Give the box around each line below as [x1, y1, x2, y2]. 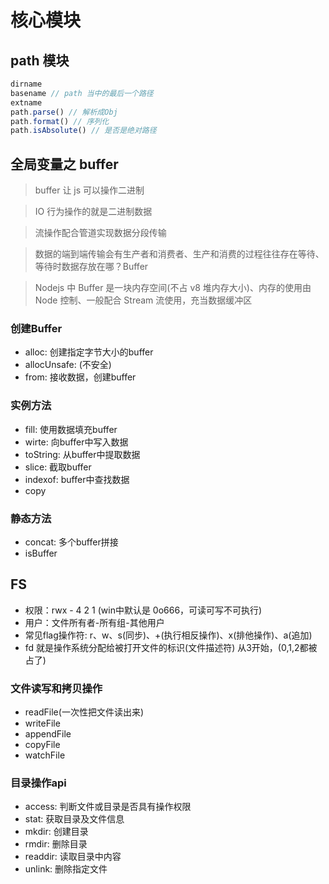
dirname [10, 79, 43, 89]
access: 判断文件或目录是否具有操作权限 [24, 801, 192, 813]
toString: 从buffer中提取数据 [24, 448, 141, 460]
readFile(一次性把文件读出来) [24, 706, 144, 718]
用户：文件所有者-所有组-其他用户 [24, 616, 165, 628]
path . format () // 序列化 [10, 116, 110, 126]
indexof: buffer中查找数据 [24, 473, 130, 485]
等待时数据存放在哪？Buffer [34, 261, 149, 273]
